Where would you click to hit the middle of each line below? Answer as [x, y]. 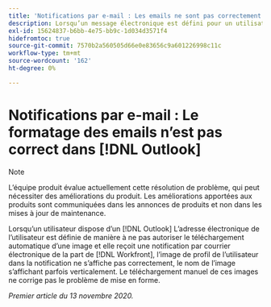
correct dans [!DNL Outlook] [105, 149]
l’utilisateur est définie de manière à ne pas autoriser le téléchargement [126, 237]
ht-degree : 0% [32, 68]
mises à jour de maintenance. [57, 213]
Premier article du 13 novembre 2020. [71, 296]
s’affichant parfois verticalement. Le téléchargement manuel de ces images [133, 272]
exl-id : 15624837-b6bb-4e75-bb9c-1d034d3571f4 [88, 31]
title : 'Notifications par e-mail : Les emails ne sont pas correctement [135, 16]
